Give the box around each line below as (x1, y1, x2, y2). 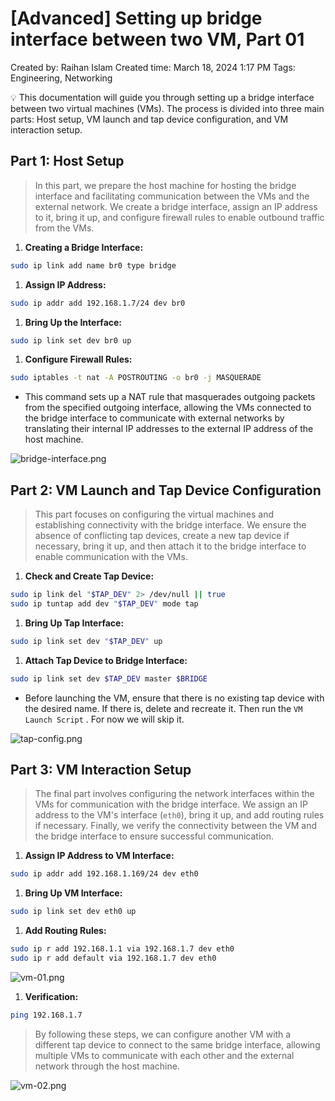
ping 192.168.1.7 (10, 1010, 83, 1020)
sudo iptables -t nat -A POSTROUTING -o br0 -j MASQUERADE (10, 373, 262, 383)
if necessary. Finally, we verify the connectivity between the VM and (34, 820, 318, 832)
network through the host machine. (34, 1060, 180, 1072)
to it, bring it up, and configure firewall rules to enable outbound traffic (34, 211, 325, 223)
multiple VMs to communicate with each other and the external (34, 1049, 295, 1061)
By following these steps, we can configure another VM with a (34, 1028, 292, 1040)
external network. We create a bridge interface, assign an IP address (34, 200, 318, 212)
